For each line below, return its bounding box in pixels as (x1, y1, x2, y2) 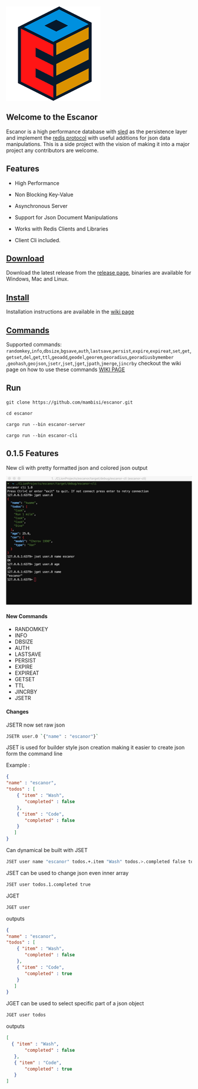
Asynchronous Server (14, 202, 68, 209)
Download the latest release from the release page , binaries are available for (6, 269, 192, 276)
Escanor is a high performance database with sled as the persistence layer (6, 128, 187, 135)
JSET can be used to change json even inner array (6, 869, 129, 876)
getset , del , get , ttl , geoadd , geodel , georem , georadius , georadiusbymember (6, 354, 174, 361)
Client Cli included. (14, 236, 61, 243)
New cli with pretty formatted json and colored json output (6, 464, 148, 471)
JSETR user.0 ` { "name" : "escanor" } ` (6, 733, 99, 740)
